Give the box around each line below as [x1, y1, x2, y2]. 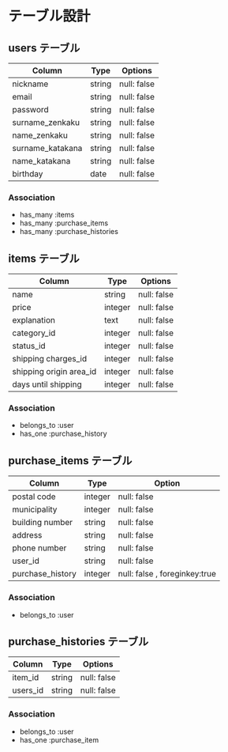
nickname [12, 78, 49, 89]
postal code [12, 491, 57, 502]
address [12, 530, 43, 541]
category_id [12, 327, 56, 338]
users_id [12, 685, 44, 696]
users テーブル [8, 41, 80, 55]
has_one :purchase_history [19, 429, 108, 439]
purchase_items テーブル [8, 454, 133, 467]
